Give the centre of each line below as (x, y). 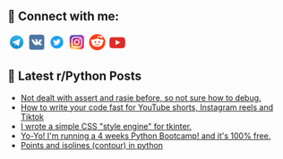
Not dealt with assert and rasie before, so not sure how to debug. (141, 97)
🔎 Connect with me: (63, 17)
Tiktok (32, 116)
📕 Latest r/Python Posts (75, 76)
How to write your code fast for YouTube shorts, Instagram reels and (147, 107)
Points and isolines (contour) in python (92, 145)
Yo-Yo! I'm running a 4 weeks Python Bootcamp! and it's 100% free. (146, 136)
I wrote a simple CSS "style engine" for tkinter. (106, 126)
